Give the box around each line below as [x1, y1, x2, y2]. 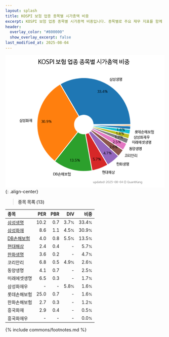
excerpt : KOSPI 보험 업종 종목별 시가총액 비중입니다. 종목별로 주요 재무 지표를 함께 [5, 19, 163, 24]
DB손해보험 [7, 235, 30, 241]
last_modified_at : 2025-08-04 [5, 40, 69, 46]
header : [5, 24, 22, 29]
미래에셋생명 [7, 275, 32, 281]
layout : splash [5, 8, 37, 13]
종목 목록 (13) [17, 199, 45, 205]
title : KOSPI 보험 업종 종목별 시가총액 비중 [5, 13, 89, 19]
